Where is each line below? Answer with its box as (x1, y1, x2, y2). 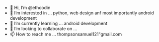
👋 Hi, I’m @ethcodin (9, 5, 51, 10)
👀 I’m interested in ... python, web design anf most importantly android (9, 10, 154, 16)
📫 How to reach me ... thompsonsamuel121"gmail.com (9, 31, 122, 37)
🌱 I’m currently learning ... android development (9, 20, 108, 26)
